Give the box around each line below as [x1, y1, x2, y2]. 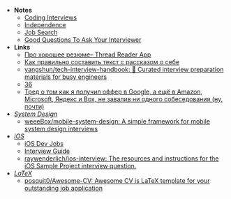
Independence [24, 21, 66, 29]
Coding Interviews [24, 13, 77, 22]
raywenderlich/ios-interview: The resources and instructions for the [24, 154, 219, 163]
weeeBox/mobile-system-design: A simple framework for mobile [24, 117, 211, 125]
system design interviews [24, 125, 98, 133]
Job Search [24, 28, 58, 36]
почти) [24, 103, 45, 110]
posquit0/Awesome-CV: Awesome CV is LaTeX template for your [24, 177, 210, 184]
